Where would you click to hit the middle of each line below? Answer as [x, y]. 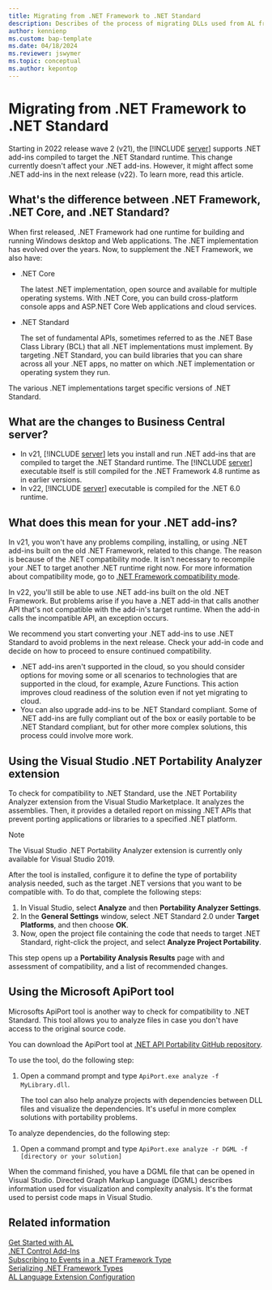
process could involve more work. [76, 736]
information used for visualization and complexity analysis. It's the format [131, 1189]
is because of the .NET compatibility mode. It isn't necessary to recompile [132, 559]
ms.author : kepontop [43, 69]
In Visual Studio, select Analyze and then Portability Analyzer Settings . [140, 908]
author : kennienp [38, 31]
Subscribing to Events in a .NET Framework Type [90, 1259]
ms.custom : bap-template [50, 38]
